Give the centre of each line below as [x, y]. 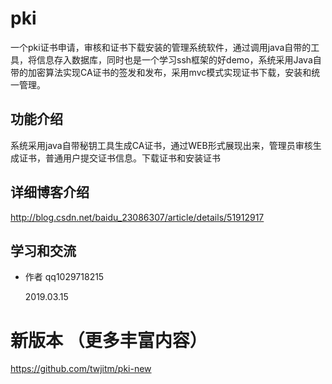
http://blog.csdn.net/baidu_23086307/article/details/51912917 [137, 217]
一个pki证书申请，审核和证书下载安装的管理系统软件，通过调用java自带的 [161, 47]
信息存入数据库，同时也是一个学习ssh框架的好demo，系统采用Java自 [179, 59]
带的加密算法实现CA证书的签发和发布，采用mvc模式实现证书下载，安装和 [161, 72]
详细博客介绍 [50, 192]
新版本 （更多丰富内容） [109, 340]
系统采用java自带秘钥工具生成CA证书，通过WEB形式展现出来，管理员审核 [161, 145]
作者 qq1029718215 [64, 277]
